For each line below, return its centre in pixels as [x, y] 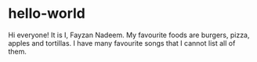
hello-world [47, 14]
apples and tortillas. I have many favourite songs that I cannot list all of [122, 43]
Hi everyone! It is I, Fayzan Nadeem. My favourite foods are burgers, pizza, [129, 35]
